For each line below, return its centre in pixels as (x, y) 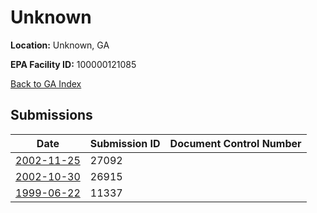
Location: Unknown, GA (60, 45)
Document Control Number (235, 143)
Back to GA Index (46, 83)
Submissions (51, 115)
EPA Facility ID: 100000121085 (73, 64)
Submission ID (125, 143)
